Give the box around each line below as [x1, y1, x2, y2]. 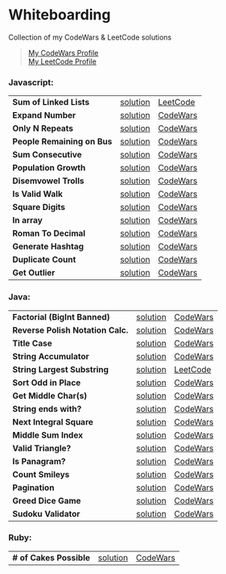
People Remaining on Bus [12, 136, 113, 147]
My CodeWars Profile [27, 48, 99, 57]
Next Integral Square [12, 416, 94, 427]
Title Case [12, 337, 52, 349]
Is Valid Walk [12, 188, 63, 199]
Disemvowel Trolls [12, 175, 84, 186]
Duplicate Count [12, 254, 76, 266]
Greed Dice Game [12, 495, 82, 506]
